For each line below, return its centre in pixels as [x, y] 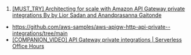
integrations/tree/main [40, 33]
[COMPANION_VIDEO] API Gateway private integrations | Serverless [97, 40]
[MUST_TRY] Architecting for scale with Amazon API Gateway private [99, 9]
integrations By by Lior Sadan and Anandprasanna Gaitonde [87, 15]
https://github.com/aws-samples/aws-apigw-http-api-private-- [91, 27]
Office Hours [28, 46]
